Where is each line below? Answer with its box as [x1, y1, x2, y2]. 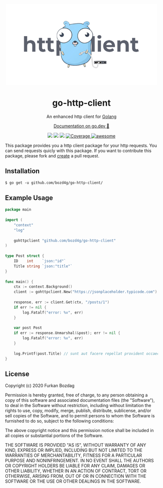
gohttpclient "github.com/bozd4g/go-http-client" [14, 238, 116, 243]
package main [5, 207, 32, 212]
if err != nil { [14, 305, 47, 310]
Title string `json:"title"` [14, 264, 73, 269]
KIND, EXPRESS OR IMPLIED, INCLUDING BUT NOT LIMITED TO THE [5, 448, 143, 453]
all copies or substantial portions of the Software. [5, 433, 103, 439]
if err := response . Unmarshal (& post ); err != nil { [14, 331, 120, 335]
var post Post [14, 326, 42, 331]
